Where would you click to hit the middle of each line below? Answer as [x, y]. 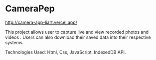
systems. [14, 42]
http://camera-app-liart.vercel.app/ [41, 22]
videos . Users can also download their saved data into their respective [78, 37]
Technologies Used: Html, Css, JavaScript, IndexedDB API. [66, 52]
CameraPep [30, 9]
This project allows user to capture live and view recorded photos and [77, 32]
